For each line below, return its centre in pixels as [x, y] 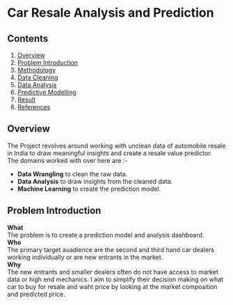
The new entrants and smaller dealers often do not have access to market [113, 272]
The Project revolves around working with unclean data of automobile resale [116, 146]
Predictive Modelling [47, 92]
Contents [28, 39]
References [34, 107]
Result [26, 100]
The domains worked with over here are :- [67, 160]
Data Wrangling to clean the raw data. [72, 174]
